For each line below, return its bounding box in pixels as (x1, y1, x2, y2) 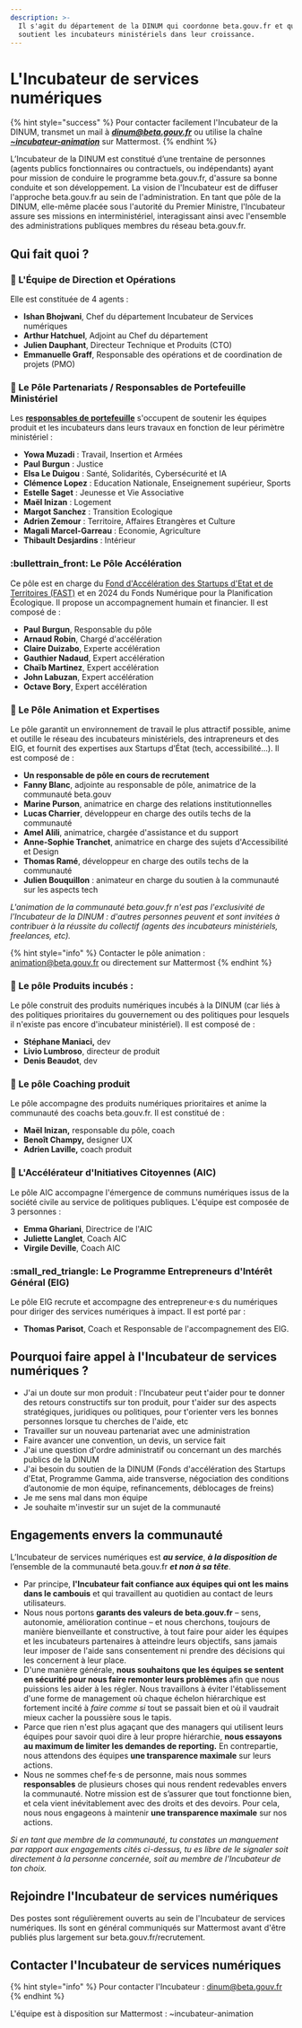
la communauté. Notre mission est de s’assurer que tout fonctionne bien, (22, 1788, 292, 1799)
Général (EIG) (10, 1276, 70, 1289)
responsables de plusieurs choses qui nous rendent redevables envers (22, 1779, 288, 1789)
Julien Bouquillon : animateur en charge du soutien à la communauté (22, 874, 280, 885)
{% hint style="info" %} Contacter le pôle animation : (10, 948, 205, 958)
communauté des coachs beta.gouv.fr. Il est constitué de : (10, 1107, 225, 1118)
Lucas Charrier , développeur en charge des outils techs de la (22, 808, 252, 818)
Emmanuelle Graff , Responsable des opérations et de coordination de (22, 349, 283, 360)
